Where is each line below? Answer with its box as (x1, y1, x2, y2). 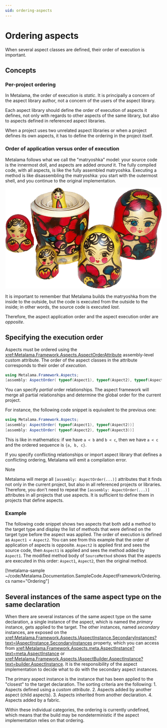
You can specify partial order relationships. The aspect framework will (5, 387, 149, 393)
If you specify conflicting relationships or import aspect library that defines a (5, 452, 162, 457)
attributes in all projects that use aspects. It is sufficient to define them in (5, 492, 154, 498)
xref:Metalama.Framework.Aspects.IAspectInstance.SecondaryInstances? (5, 635, 157, 641)
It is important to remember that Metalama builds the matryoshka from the (5, 293, 157, 299)
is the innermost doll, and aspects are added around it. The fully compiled (5, 162, 157, 168)
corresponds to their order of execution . (5, 362, 87, 368)
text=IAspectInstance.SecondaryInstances (5, 640, 92, 646)
